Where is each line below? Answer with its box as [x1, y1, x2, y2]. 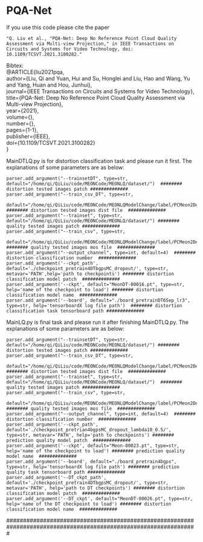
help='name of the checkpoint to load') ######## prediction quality [6, 448, 185, 454]
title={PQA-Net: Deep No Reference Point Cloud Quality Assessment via [6, 94, 185, 101]
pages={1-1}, [6, 126, 38, 133]
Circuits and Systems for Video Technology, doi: [6, 46, 134, 52]
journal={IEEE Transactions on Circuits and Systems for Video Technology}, [6, 87, 195, 94]
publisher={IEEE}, [6, 133, 50, 140]
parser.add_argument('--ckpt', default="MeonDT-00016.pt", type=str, [6, 281, 185, 288]
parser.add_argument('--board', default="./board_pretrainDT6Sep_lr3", [6, 297, 190, 303]
